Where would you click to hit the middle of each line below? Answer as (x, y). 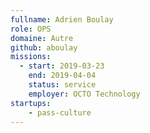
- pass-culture (60, 112)
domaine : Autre (42, 38)
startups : (31, 103)
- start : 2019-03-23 (62, 66)
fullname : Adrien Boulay (62, 19)
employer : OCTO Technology (84, 94)
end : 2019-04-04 (62, 76)
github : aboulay (44, 47)
